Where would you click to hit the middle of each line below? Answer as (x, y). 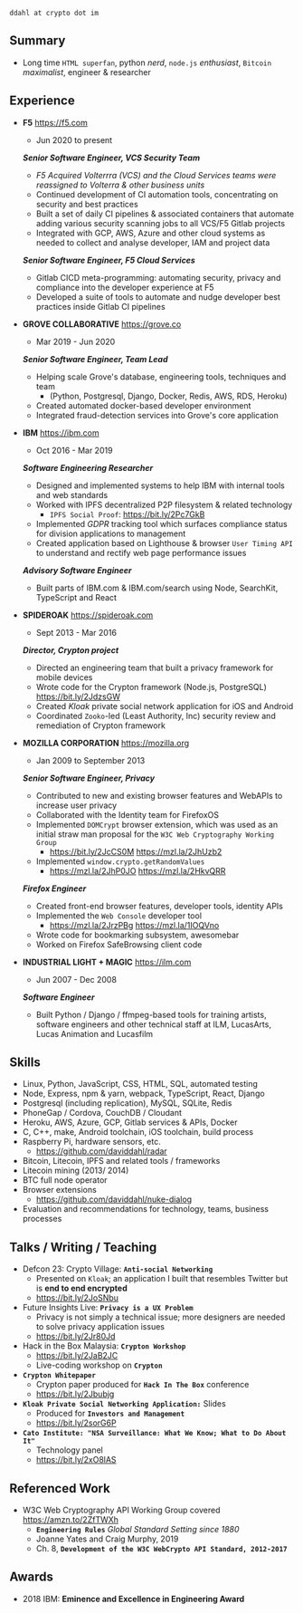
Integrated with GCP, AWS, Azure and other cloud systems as (151, 233)
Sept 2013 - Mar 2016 (76, 632)
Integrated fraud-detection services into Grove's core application (157, 415)
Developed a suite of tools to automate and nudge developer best (158, 297)
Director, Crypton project (71, 650)
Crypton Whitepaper (59, 1376)
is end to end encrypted (82, 1288)
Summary (38, 41)
